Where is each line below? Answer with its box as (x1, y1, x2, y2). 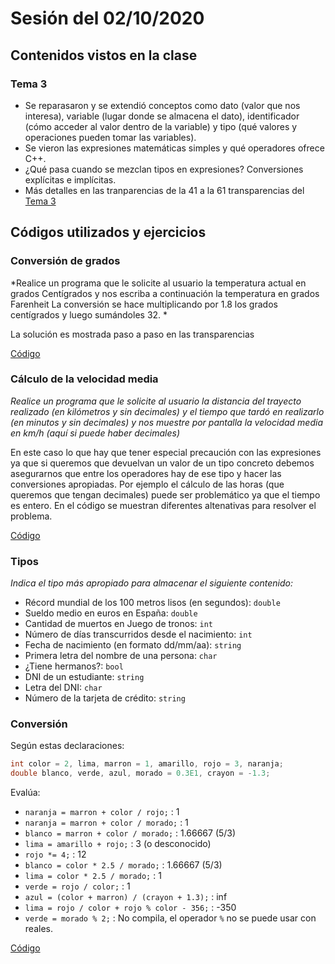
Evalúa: (10, 787, 41, 799)
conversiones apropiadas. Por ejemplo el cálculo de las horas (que (10, 478, 285, 490)
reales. (24, 923, 53, 935)
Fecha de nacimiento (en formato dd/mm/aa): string (24, 639, 242, 651)
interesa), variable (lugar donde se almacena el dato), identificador (24, 110, 300, 122)
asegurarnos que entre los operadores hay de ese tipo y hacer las (10, 467, 282, 479)
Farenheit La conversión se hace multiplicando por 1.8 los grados (10, 298, 278, 310)
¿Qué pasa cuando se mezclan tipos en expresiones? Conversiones (24, 163, 304, 175)
